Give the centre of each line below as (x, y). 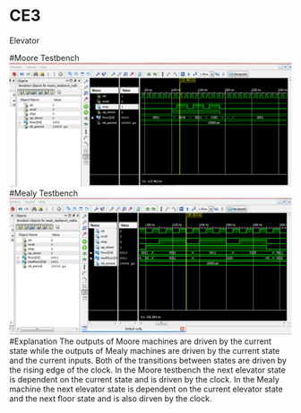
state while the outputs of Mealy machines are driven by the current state (145, 350)
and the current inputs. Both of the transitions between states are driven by (148, 360)
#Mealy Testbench (44, 193)
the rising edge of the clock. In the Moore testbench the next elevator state (148, 370)
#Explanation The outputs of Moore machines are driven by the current (140, 341)
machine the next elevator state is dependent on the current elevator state (146, 389)
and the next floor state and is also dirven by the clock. (111, 398)
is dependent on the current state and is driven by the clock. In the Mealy (144, 379)
